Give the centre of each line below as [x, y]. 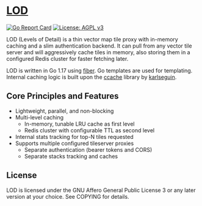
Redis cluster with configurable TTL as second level [89, 130]
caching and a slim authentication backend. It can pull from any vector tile [99, 46]
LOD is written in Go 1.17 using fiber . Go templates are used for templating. [99, 70]
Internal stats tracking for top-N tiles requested [74, 137]
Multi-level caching [39, 117]
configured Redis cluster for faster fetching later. [67, 59]
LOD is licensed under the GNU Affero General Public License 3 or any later [101, 190]
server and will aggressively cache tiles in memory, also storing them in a [98, 52]
